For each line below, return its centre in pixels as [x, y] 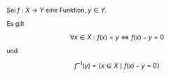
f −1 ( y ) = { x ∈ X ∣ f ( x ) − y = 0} [117, 65]
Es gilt [15, 23]
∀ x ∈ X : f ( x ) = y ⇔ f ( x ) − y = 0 [117, 37]
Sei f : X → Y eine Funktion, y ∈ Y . [57, 10]
